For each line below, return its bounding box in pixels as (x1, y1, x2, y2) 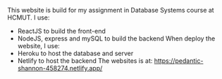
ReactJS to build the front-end (17, 27, 106, 35)
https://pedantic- (154, 57, 204, 65)
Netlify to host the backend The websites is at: (17, 57, 153, 65)
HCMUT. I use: (7, 13, 50, 22)
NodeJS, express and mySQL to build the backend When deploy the (17, 34, 216, 43)
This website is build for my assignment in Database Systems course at (7, 6, 214, 14)
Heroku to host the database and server (17, 49, 134, 57)
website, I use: (17, 42, 60, 50)
